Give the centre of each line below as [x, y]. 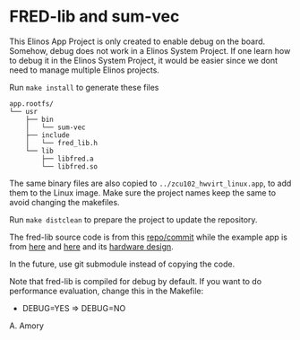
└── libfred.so [70, 166]
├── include [47, 135]
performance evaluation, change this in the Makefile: [107, 291]
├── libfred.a [68, 159]
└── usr [24, 111]
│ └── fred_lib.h [62, 143]
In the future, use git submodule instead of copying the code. [122, 264]
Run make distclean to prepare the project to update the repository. [133, 219]
